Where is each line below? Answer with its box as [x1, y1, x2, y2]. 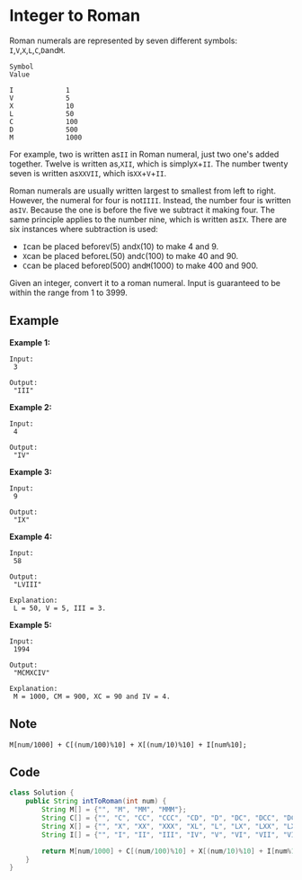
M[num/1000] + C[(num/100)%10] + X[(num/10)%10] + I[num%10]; [9, 740, 247, 750]
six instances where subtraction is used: [9, 223, 159, 234]
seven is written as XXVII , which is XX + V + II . [9, 167, 167, 178]
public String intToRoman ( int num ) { [25, 797, 167, 806]
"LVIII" [13, 579, 42, 589]
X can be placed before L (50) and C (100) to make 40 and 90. [22, 250, 239, 261]
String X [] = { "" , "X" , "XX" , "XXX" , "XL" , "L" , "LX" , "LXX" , [41, 822, 280, 831]
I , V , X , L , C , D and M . [9, 44, 66, 55]
